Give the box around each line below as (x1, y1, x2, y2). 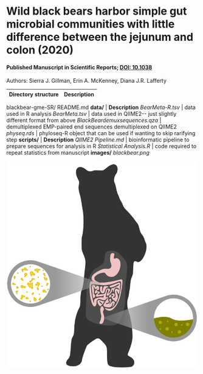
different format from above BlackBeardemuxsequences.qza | (6, 117, 162, 124)
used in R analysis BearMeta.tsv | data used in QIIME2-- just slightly (6, 110, 177, 118)
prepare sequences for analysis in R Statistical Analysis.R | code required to (6, 143, 197, 150)
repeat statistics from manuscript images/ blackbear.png (6, 149, 150, 157)
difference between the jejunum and (6, 30, 193, 44)
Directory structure (9, 90, 59, 98)
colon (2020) (6, 43, 74, 57)
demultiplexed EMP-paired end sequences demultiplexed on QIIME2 (6, 123, 177, 130)
